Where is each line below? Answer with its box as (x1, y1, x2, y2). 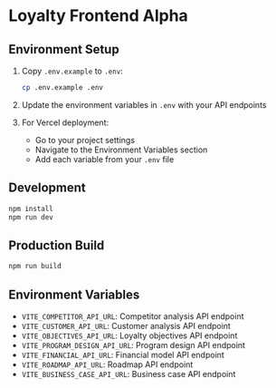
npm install (8, 204, 53, 213)
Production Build (8, 238, 105, 253)
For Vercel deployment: (21, 117, 109, 128)
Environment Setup (8, 42, 119, 57)
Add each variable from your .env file (34, 153, 175, 164)
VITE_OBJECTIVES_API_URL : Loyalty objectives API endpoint (21, 330, 238, 341)
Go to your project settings (34, 134, 136, 145)
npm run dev (8, 212, 53, 222)
